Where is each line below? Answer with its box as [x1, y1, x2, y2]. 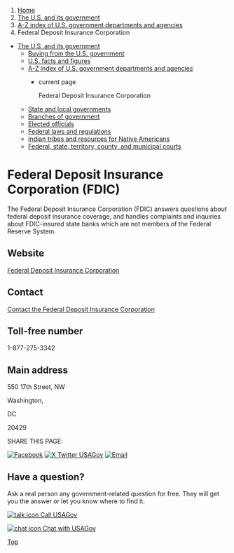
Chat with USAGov [42, 524, 97, 532]
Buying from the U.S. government [27, 49, 125, 57]
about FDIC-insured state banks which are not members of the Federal [7, 219, 212, 228]
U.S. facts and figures [27, 57, 91, 65]
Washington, [7, 396, 44, 405]
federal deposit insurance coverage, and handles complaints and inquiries [7, 212, 221, 220]
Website [7, 247, 44, 259]
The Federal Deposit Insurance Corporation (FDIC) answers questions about [7, 205, 228, 213]
